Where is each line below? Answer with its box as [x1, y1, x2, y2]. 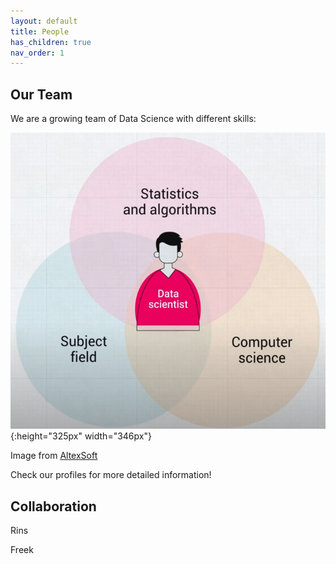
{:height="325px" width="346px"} [10, 430, 152, 442]
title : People [10, 26, 70, 37]
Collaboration [10, 498, 97, 515]
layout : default [10, 16, 78, 26]
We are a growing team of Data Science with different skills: [10, 113, 257, 125]
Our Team [10, 86, 73, 103]
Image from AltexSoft [10, 450, 98, 462]
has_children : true [10, 37, 92, 47]
